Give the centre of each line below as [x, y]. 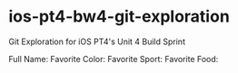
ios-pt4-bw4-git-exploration [119, 17]
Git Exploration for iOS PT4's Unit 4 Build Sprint [97, 41]
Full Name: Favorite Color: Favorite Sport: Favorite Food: [114, 59]
